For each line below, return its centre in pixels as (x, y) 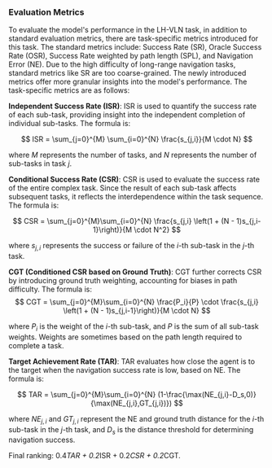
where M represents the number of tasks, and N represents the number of (133, 155)
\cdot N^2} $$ (158, 230)
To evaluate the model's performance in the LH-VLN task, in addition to (128, 30)
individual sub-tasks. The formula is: (70, 124)
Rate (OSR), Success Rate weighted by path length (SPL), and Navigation (131, 56)
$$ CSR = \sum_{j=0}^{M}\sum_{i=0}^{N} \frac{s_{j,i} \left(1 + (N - (123, 221)
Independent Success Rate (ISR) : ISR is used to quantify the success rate (133, 106)
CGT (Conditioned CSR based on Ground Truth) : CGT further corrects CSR (135, 272)
